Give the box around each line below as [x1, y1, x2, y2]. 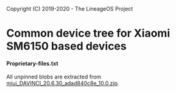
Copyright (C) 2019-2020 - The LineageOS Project [6, 5, 133, 12]
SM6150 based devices [6, 40, 127, 53]
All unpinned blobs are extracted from [6, 73, 102, 81]
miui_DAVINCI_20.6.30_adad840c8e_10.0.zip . [6, 80, 119, 87]
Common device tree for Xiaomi [6, 27, 171, 40]
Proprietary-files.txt [6, 60, 59, 67]
